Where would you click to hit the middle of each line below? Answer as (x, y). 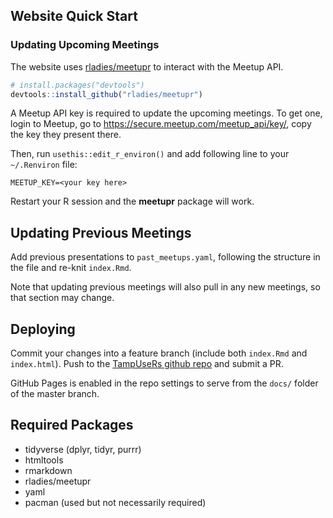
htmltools (44, 460)
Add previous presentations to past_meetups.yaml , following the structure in (165, 257)
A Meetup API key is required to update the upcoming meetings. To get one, (166, 113)
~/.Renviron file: (44, 165)
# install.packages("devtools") (77, 85)
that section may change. (62, 298)
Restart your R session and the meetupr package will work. (132, 201)
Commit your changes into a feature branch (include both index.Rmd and (159, 353)
